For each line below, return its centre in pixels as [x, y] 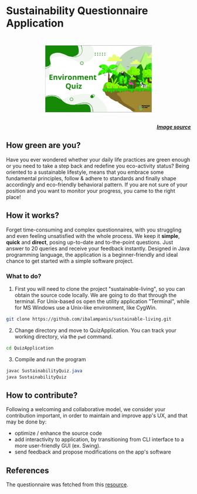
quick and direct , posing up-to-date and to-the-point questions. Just [90, 242]
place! [14, 197]
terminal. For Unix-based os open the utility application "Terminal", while [102, 301]
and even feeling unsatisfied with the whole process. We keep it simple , [93, 236]
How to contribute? [42, 395]
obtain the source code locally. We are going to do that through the [96, 295]
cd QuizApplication [30, 348]
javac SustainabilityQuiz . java [44, 371]
